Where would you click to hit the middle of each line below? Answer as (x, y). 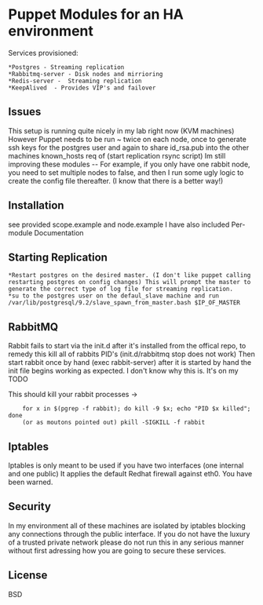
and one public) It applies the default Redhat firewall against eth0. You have (130, 474)
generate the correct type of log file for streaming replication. (121, 289)
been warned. (31, 482)
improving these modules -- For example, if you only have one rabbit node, (129, 164)
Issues (25, 112)
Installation (36, 206)
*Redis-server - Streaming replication (75, 81)
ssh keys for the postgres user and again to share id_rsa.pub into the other (129, 148)
